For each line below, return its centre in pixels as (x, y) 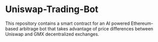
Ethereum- (142, 23)
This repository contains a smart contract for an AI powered (68, 23)
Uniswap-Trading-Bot (52, 9)
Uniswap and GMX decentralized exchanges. (52, 34)
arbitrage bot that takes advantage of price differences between (86, 28)
